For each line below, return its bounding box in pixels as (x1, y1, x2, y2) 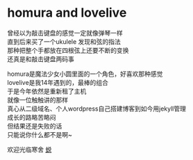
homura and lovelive (7, 5, 127, 21)
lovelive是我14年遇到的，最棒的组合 (7, 78, 109, 86)
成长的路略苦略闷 (7, 113, 56, 121)
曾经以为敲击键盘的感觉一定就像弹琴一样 (7, 29, 123, 37)
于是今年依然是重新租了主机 (7, 87, 87, 95)
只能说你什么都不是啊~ (7, 130, 73, 138)
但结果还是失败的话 (7, 122, 62, 130)
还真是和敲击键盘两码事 (7, 54, 74, 63)
